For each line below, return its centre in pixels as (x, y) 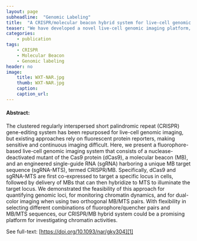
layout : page (22, 12)
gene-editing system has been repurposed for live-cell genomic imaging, (95, 132)
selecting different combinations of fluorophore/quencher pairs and (88, 207)
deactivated (21, 157)
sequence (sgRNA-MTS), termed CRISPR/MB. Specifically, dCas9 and (91, 170)
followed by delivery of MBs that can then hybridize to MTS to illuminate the (98, 182)
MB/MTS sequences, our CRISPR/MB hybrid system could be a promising (96, 214)
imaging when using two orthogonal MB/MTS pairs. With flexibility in (103, 201)
